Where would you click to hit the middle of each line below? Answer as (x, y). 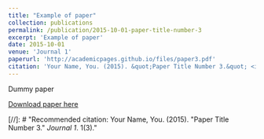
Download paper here (43, 104)
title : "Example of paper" (52, 15)
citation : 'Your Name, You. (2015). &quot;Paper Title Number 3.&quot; (128, 67)
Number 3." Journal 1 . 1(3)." (53, 127)
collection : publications (50, 23)
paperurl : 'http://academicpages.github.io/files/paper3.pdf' (112, 60)
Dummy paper (31, 89)
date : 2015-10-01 (37, 45)
